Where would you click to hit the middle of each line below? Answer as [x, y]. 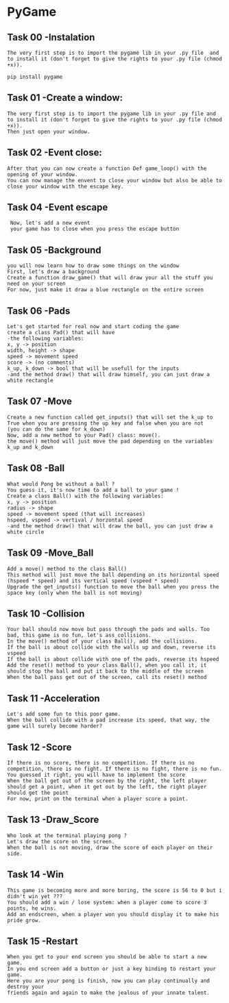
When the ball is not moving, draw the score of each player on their [110, 847]
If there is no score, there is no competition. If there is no [101, 763]
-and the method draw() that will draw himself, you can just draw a [109, 375]
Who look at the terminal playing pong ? [67, 835]
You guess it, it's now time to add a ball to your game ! [93, 490]
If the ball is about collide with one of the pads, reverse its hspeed [113, 659]
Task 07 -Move [40, 401]
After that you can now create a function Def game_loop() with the [107, 169]
